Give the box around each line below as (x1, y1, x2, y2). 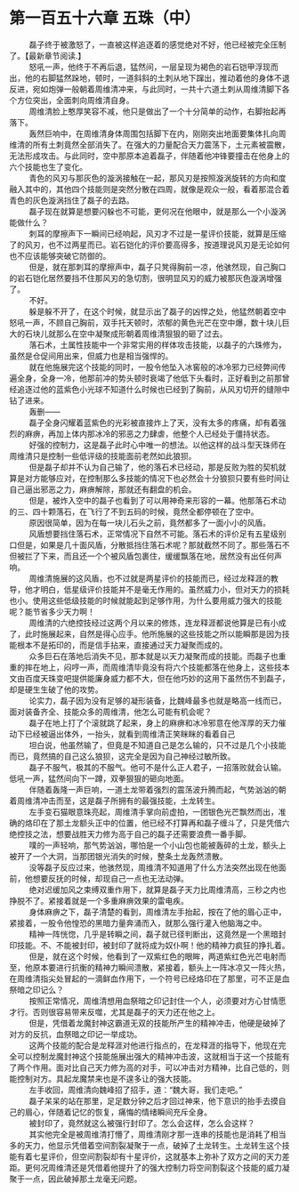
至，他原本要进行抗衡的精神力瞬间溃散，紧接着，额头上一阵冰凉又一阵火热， (9, 962, 290, 972)
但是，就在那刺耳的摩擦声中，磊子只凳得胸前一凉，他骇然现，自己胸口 (28, 262, 287, 272)
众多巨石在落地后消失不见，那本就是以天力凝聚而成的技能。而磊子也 (28, 650, 279, 661)
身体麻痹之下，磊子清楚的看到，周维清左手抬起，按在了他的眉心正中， (28, 906, 287, 917)
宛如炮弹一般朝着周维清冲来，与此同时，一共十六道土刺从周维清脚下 (32, 84, 282, 94)
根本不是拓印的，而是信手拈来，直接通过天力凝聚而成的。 (16, 640, 228, 650)
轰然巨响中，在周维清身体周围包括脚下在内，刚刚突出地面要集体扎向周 (28, 128, 287, 139)
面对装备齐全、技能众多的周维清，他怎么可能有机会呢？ (9, 706, 212, 717)
